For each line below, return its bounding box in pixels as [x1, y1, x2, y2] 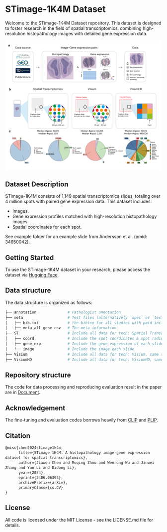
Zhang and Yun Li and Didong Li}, [5, 465, 77, 470]
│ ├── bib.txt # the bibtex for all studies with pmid [5, 320, 153, 325]
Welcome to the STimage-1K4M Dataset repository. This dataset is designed [5, 20, 162, 26]
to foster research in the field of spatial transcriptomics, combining [5, 25, 142, 31]
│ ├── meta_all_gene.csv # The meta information [5, 325, 117, 331]
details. [5, 522, 20, 528]
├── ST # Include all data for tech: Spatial [5, 331, 148, 336]
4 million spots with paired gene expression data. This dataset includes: [5, 198, 152, 205]
